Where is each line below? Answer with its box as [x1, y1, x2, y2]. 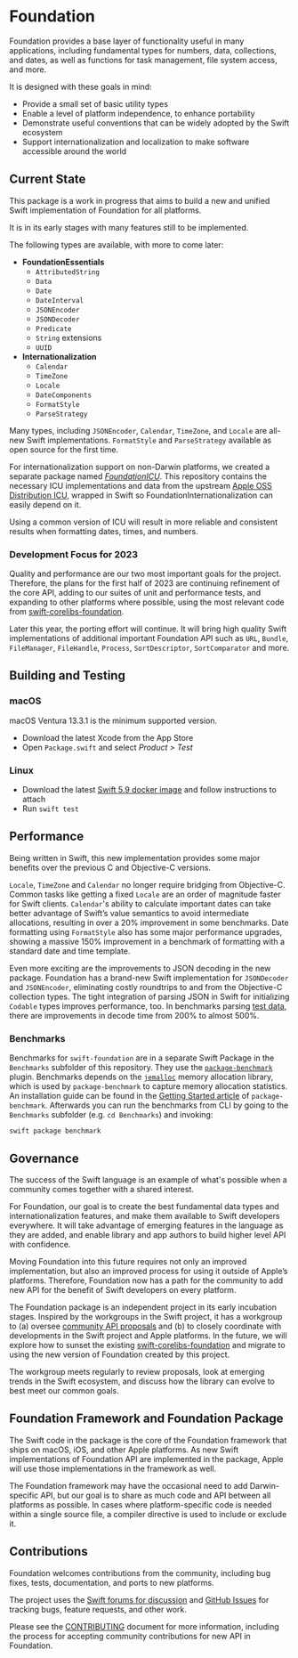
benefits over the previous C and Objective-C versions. [9, 862, 212, 873]
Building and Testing [9, 668, 126, 683]
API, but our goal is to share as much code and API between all [40, 1490, 271, 1500]
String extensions [35, 332, 102, 343]
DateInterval [35, 296, 85, 305]
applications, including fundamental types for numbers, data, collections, [9, 45, 278, 55]
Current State [9, 172, 86, 187]
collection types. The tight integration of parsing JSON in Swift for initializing [9, 991, 290, 1002]
